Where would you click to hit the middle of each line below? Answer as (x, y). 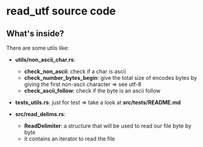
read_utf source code (61, 11)
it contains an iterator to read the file (69, 139)
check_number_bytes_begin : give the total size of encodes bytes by (111, 78)
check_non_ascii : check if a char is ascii (75, 71)
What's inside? (35, 34)
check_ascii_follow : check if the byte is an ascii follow (92, 91)
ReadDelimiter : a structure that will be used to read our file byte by (108, 126)
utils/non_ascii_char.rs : (45, 60)
